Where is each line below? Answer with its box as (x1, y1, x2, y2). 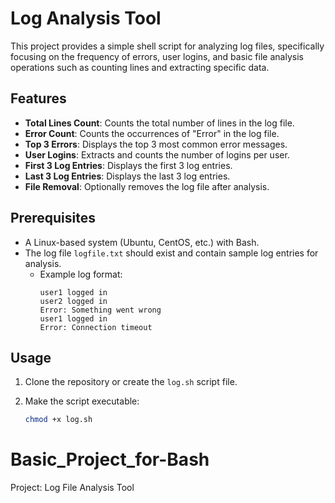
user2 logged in (39, 296, 108, 306)
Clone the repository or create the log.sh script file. (24, 376, 238, 388)
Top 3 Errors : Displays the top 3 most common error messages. (24, 138, 288, 150)
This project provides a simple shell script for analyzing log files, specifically (10, 40, 325, 52)
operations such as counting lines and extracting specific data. (10, 61, 270, 73)
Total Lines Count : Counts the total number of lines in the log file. (24, 117, 295, 129)
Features (10, 90, 67, 107)
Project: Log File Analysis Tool (10, 482, 135, 494)
